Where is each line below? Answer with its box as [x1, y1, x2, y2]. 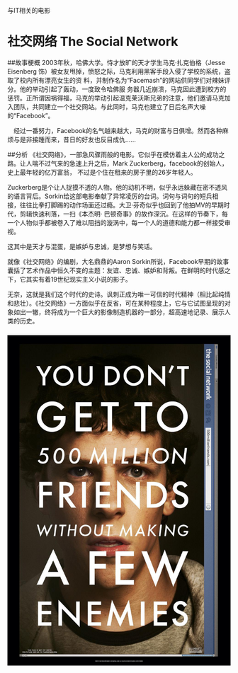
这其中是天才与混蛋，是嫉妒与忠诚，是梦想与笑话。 [7, 242, 157, 251]
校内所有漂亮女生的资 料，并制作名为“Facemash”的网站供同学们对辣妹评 [19, 76, 231, 84]
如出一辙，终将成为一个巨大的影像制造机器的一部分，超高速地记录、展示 [13, 307, 225, 316]
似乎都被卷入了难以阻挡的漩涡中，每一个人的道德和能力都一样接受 [31, 218, 225, 226]
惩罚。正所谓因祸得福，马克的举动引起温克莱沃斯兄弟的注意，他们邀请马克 [7, 93, 225, 102]
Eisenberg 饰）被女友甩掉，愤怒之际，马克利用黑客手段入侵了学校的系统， [7, 67, 225, 76]
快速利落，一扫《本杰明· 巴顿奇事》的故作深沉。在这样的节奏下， [31, 209, 222, 218]
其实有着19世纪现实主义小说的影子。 [25, 275, 132, 283]
